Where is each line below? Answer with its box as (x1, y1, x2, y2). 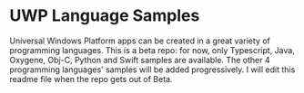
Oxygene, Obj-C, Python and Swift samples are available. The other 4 (9, 54, 270, 65)
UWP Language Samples (9, 5, 200, 26)
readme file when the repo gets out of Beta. (9, 73, 173, 84)
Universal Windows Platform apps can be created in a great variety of (9, 35, 271, 46)
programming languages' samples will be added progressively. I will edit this (9, 64, 296, 75)
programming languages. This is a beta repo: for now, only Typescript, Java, (9, 44, 296, 55)
